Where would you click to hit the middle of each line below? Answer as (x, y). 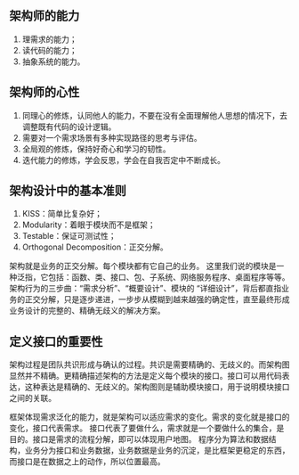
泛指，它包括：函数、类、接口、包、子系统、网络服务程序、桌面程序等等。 (153, 277)
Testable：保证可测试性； (69, 236)
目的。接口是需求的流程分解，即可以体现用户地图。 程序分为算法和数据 (139, 439)
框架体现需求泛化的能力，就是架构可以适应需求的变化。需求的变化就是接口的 (149, 417)
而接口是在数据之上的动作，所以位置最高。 (87, 462)
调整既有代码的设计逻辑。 (69, 127)
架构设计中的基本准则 (68, 191)
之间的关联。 (32, 398)
